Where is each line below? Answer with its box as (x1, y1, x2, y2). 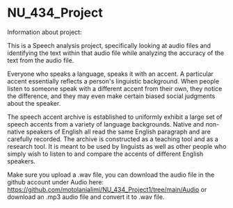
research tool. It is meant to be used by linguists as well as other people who (7, 142, 227, 150)
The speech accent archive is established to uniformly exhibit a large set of (7, 113, 223, 121)
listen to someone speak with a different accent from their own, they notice (7, 84, 223, 93)
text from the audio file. (7, 56, 74, 64)
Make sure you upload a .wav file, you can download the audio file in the (7, 170, 215, 179)
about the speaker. (7, 99, 61, 107)
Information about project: (7, 28, 82, 36)
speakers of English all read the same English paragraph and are (26, 127, 211, 136)
